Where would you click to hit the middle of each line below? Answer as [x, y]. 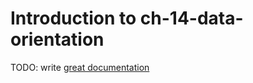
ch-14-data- [191, 18]
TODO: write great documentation [80, 67]
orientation [57, 39]
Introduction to [73, 18]
